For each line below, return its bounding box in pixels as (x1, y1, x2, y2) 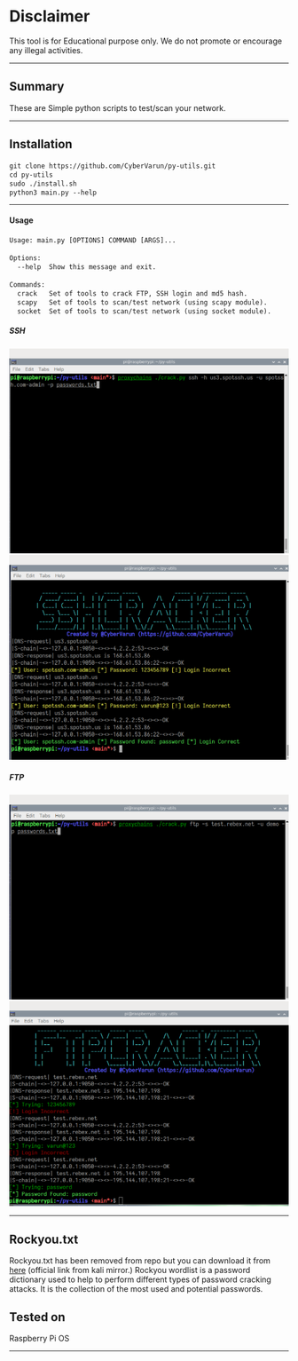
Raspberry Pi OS (9, 1333, 70, 1344)
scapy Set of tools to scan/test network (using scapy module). (17, 297, 268, 307)
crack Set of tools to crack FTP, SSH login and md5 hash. (17, 289, 248, 298)
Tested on (9, 1310, 66, 1325)
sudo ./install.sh (9, 179, 77, 188)
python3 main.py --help (9, 188, 98, 197)
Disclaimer (9, 6, 90, 27)
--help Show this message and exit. (17, 262, 157, 272)
